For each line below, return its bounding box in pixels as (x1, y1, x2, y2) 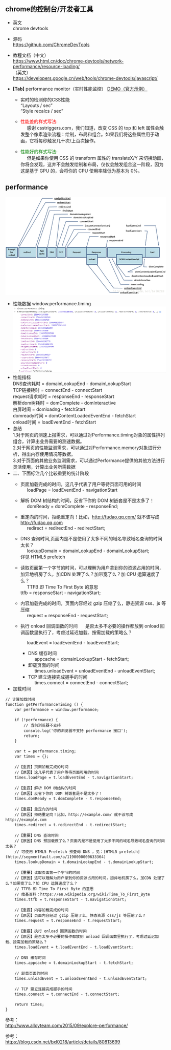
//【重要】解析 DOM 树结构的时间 (14, 785, 77, 790)
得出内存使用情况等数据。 (21, 451, 76, 457)
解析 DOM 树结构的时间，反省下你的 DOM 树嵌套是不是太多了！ (20, 497, 155, 503)
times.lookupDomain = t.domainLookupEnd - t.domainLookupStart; (14, 859, 154, 865)
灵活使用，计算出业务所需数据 (12, 464, 76, 470)
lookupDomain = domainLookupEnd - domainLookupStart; (27, 548, 150, 554)
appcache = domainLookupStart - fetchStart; (34, 656, 129, 662)
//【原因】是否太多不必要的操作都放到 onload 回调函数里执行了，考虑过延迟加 (14, 934, 159, 939)
